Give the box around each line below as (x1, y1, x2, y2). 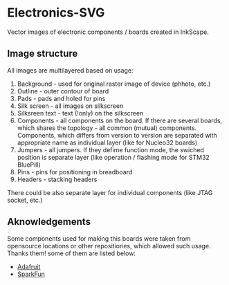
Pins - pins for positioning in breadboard (17, 167, 133, 176)
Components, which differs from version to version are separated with (17, 131, 218, 139)
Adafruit (17, 262, 41, 270)
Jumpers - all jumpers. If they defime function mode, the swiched (17, 145, 204, 154)
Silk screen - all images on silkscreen (17, 102, 124, 110)
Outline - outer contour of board (17, 86, 109, 95)
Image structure (7, 48, 78, 59)
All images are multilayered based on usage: (7, 66, 134, 74)
